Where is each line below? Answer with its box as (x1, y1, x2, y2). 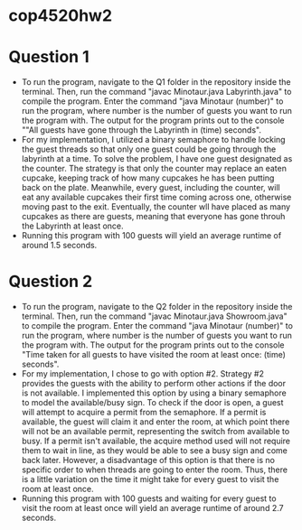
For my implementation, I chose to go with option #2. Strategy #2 (21, 368, 264, 379)
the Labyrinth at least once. (21, 220, 124, 231)
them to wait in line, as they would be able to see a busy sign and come (21, 445, 288, 456)
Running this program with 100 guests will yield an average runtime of (21, 230, 282, 241)
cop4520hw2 (8, 5, 113, 26)
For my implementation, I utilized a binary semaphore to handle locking (21, 135, 286, 145)
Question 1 (8, 47, 90, 68)
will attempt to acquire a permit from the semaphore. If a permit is (21, 407, 267, 418)
